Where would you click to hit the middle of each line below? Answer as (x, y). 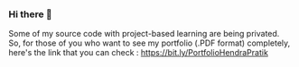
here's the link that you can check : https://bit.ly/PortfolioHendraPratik (138, 53)
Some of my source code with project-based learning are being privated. (144, 34)
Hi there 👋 (31, 14)
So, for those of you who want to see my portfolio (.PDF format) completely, (149, 43)
